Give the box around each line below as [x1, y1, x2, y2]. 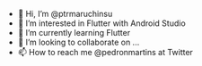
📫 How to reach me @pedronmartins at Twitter [17, 47, 193, 57]
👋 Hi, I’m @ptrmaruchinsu [17, 9, 113, 19]
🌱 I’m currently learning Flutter [17, 28, 131, 37]
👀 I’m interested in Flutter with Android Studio [17, 18, 186, 29]
